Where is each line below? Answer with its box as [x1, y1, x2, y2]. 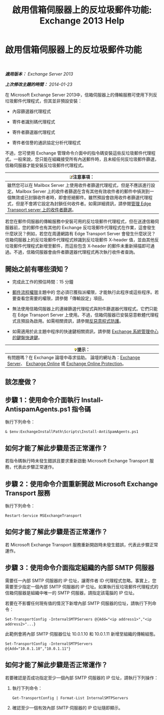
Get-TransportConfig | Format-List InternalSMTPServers [12, 695, 128, 700]
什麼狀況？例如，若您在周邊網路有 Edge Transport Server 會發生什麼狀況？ [5, 231, 156, 237]
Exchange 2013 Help [40, 15, 124, 26]
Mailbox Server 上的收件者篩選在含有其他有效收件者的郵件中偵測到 [15, 188, 150, 194]
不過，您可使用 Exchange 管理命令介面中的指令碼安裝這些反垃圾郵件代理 [5, 150, 151, 156]
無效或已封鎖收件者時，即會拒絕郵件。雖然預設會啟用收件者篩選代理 [11, 194, 148, 200]
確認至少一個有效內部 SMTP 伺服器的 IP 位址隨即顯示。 [12, 705, 123, 711]
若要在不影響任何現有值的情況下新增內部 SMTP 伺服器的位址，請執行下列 [5, 600, 152, 606]
